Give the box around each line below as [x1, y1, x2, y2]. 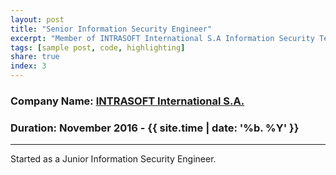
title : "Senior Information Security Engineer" [10, 24, 213, 34]
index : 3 [10, 61, 47, 71]
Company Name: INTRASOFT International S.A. [10, 94, 245, 108]
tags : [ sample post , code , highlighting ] [10, 42, 186, 53]
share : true [10, 52, 60, 62]
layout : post [10, 14, 65, 25]
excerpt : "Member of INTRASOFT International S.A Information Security [10, 33, 315, 43]
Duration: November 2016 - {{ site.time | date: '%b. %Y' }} [10, 121, 300, 135]
